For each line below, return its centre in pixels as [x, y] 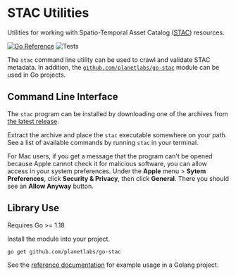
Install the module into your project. [59, 239]
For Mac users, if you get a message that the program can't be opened [110, 156]
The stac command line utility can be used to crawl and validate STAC [109, 59]
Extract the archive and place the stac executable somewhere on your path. [117, 134]
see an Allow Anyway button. [50, 186]
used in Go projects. [37, 75]
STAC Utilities [48, 13]
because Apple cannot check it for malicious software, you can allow [107, 163]
